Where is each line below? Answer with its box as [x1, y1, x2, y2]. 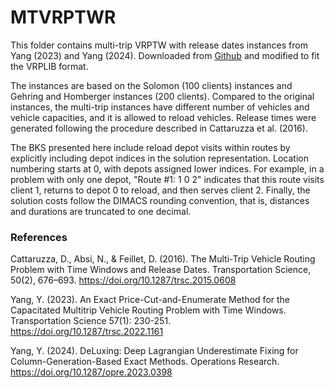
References [10, 230, 68, 244]
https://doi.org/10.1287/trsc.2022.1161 [10, 326, 164, 338]
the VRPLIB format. [10, 60, 89, 72]
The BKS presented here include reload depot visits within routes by [10, 141, 291, 153]
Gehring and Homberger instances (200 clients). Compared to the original [10, 90, 315, 102]
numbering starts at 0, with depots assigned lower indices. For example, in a [10, 162, 325, 175]
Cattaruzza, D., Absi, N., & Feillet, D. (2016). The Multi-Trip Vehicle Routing [10, 253, 316, 265]
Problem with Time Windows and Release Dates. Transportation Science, [10, 264, 312, 276]
